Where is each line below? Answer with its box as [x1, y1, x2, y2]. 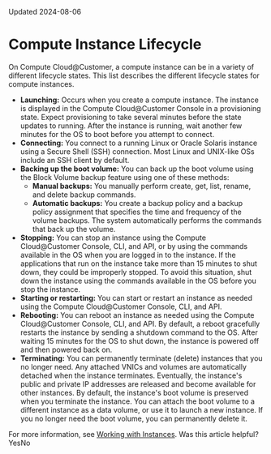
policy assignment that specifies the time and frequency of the [32, 207, 242, 216]
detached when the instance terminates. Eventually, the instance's [19, 370, 243, 380]
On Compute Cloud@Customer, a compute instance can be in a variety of [8, 62, 255, 71]
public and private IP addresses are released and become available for [19, 379, 256, 388]
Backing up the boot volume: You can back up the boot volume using [19, 164, 254, 173]
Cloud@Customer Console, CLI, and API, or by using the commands [19, 241, 248, 251]
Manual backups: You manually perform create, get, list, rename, [32, 181, 252, 191]
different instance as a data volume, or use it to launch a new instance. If [19, 405, 264, 414]
